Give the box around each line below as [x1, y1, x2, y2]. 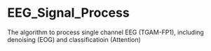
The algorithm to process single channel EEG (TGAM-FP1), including [7, 28, 205, 36]
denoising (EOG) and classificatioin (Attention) [7, 35, 142, 43]
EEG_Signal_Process [7, 5, 130, 21]
